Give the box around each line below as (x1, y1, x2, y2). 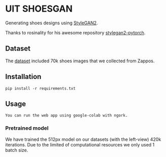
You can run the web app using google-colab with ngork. (5, 113, 128, 118)
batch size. (5, 147, 28, 153)
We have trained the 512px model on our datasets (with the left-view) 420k (5, 136, 161, 142)
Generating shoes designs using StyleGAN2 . (5, 20, 98, 26)
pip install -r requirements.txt (5, 86, 76, 91)
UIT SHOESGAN (5, 3, 73, 15)
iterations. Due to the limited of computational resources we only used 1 (5, 141, 155, 147)
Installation (5, 72, 41, 81)
